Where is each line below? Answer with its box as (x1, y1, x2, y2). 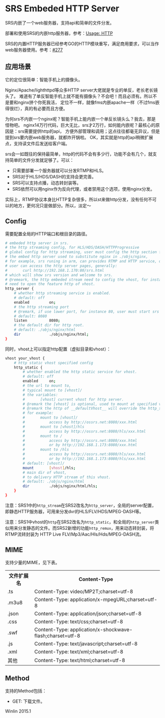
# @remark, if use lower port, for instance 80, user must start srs (14, 309, 160, 314)
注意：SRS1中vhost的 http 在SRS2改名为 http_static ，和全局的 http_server (5, 519, 155, 525)
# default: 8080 (14, 314, 48, 318)
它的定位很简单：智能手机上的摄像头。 (5, 77, 82, 83)
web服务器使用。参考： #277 (5, 47, 63, 53)
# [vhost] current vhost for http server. (23, 397, 124, 402)
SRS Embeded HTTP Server (5, 3, 119, 14)
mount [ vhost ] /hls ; (23, 465, 76, 470)
